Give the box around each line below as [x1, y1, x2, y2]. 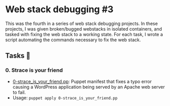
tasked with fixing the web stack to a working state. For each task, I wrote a [5, 31, 163, 37]
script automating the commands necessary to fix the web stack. [5, 37, 141, 43]
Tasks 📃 [5, 51, 31, 60]
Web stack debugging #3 [5, 4, 114, 15]
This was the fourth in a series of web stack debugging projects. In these [5, 20, 158, 26]
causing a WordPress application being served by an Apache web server [12, 84, 165, 90]
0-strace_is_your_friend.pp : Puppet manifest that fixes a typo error [12, 78, 152, 85]
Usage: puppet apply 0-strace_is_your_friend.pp [12, 94, 118, 100]
